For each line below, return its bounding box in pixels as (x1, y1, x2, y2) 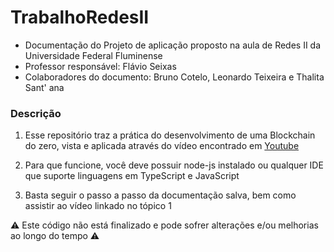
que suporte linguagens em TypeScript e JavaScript (24, 170, 240, 182)
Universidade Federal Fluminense (24, 49, 163, 61)
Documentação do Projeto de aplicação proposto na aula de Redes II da (24, 39, 322, 51)
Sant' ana (24, 81, 65, 93)
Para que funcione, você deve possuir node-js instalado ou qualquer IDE (24, 159, 324, 171)
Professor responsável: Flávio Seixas (24, 60, 177, 72)
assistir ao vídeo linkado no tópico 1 (24, 200, 172, 212)
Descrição (10, 106, 62, 120)
